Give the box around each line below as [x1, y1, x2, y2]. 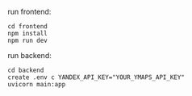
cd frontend [7, 23, 48, 31]
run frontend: [7, 7, 52, 16]
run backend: [7, 51, 52, 60]
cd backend [7, 66, 44, 74]
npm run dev [7, 36, 48, 44]
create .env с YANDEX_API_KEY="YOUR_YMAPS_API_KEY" [7, 73, 185, 81]
